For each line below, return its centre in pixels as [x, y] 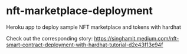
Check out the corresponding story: [50, 38]
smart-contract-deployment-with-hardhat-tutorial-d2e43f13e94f [85, 45]
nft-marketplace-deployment [80, 11]
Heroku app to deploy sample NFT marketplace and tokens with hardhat [93, 27]
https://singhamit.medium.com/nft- [137, 38]
